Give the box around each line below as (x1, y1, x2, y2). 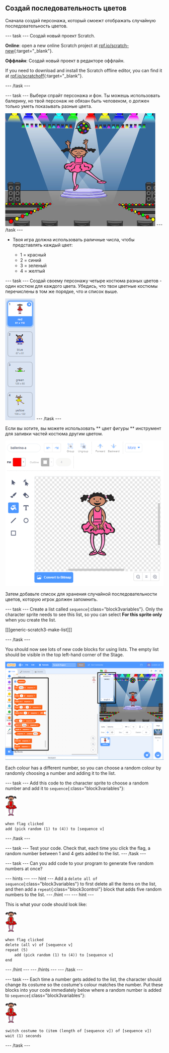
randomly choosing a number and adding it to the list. (5, 770, 116, 776)
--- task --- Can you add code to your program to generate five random (5, 860, 154, 866)
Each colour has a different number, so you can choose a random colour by (5, 765, 161, 771)
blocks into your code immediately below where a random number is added (5, 987, 162, 993)
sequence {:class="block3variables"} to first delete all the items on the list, (5, 881, 157, 887)
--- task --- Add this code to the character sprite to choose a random (5, 780, 149, 786)
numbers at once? (5, 866, 43, 872)
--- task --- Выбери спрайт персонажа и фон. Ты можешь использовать (5, 92, 160, 98)
